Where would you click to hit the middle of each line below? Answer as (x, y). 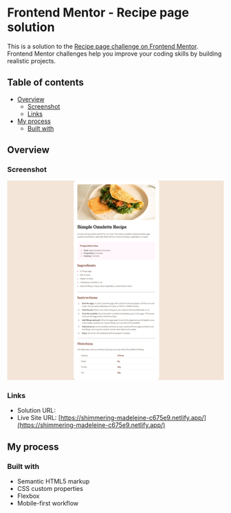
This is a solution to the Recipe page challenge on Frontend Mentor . (103, 46)
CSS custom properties (50, 489)
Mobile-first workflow (48, 503)
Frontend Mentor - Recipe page (98, 13)
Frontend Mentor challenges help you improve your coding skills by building (114, 54)
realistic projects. (32, 61)
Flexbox (28, 496)
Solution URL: (36, 411)
